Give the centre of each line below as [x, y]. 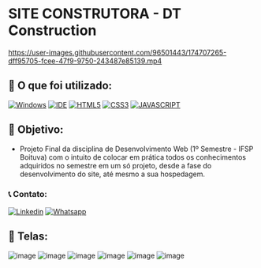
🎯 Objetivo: [36, 130]
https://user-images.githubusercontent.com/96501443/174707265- [117, 52]
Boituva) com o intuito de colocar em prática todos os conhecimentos [133, 157]
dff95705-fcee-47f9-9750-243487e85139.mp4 [85, 61]
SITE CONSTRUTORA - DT [95, 14]
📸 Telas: [28, 237]
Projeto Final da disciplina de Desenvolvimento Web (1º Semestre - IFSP [136, 149]
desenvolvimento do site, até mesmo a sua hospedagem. [112, 174]
